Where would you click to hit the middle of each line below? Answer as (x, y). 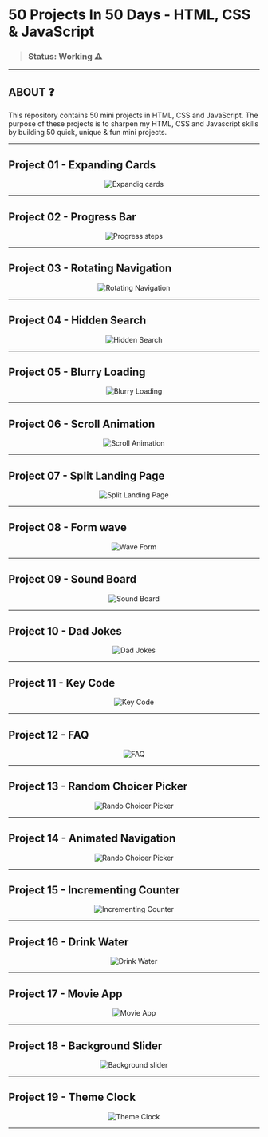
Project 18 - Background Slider (85, 1046)
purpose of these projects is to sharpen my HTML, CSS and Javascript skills (134, 124)
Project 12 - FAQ (49, 735)
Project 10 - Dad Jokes (65, 631)
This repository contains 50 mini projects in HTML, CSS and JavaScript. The (133, 115)
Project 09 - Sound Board (73, 579)
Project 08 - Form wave (68, 527)
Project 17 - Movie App (65, 994)
